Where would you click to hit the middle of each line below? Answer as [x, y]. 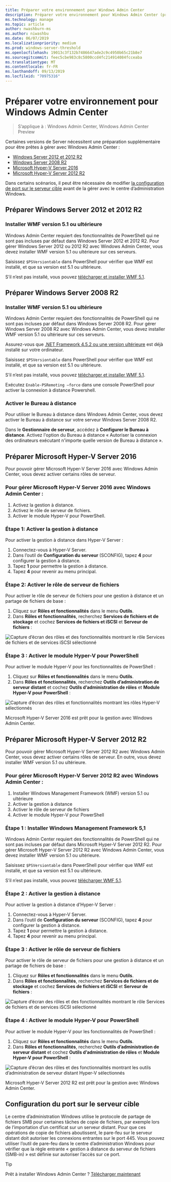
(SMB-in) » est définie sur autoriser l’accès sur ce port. [63, 1154]
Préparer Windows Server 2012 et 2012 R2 [74, 210]
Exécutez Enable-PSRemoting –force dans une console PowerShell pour [80, 385]
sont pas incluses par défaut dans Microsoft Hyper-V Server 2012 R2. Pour [83, 844]
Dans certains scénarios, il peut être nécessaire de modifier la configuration [85, 183]
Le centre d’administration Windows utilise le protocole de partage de [78, 1116]
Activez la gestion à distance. [44, 505]
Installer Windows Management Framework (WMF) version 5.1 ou [81, 793]
